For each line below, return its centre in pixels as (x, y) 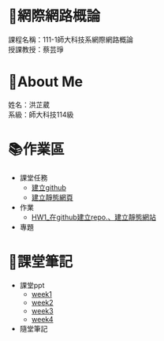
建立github (49, 187)
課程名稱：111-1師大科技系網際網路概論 (71, 39)
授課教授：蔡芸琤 (36, 49)
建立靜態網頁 (52, 197)
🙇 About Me (46, 82)
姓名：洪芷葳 (29, 104)
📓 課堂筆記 (41, 262)
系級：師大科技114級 (41, 114)
